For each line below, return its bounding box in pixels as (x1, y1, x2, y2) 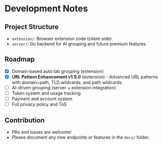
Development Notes (4, 3, 88, 14)
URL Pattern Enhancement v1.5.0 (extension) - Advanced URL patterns (11, 73, 158, 79)
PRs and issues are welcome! (11, 129, 72, 135)
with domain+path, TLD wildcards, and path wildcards (11, 79, 122, 85)
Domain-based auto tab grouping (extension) (11, 68, 104, 74)
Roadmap (4, 55, 35, 64)
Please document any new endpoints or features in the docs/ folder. (11, 134, 150, 140)
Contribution (4, 116, 45, 124)
